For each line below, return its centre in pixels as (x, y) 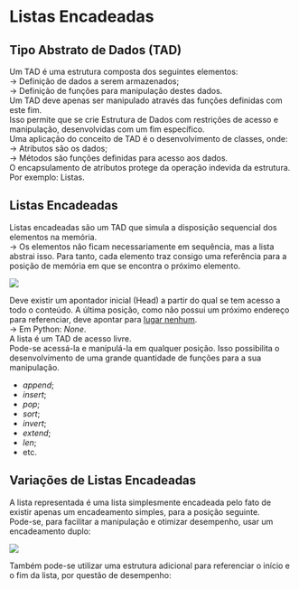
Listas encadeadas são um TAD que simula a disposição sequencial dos (143, 227)
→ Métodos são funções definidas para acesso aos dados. (119, 158)
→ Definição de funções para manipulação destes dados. (116, 91)
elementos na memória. (53, 237)
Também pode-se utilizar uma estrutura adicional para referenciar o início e (150, 566)
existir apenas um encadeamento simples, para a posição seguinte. (135, 511)
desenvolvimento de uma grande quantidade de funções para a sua (135, 358)
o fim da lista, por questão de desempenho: (90, 575)
